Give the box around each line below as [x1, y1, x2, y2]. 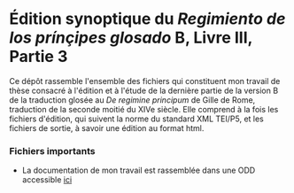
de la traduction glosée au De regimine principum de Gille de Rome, [9, 94, 256, 105]
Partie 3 [9, 47, 68, 66]
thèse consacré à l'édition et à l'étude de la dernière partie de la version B [9, 85, 279, 96]
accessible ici [21, 174, 73, 185]
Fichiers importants [9, 144, 96, 157]
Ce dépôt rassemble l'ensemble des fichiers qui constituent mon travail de [9, 75, 281, 86]
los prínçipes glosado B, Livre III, [9, 27, 253, 48]
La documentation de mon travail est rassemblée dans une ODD [21, 165, 256, 176]
